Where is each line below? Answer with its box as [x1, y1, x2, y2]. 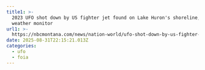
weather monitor [12, 20, 53, 26]
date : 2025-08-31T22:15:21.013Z [6, 37, 88, 43]
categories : [6, 43, 37, 49]
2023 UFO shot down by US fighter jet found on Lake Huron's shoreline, [12, 15, 201, 21]
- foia [12, 54, 29, 60]
